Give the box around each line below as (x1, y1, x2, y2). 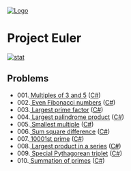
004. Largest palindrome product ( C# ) (16, 113, 125, 121)
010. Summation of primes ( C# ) (16, 156, 105, 164)
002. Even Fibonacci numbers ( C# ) (16, 98, 116, 106)
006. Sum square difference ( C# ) (16, 127, 111, 135)
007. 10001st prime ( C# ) (16, 134, 85, 143)
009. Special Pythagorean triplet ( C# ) (16, 149, 123, 157)
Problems (7, 73, 49, 85)
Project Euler (7, 31, 82, 46)
